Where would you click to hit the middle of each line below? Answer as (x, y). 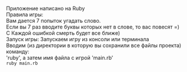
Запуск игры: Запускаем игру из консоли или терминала (78, 39)
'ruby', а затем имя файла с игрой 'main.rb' (60, 58)
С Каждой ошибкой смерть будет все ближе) (63, 33)
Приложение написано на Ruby (46, 8)
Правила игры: (25, 15)
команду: (18, 51)
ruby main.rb (22, 63)
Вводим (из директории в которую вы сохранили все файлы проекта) (94, 45)
